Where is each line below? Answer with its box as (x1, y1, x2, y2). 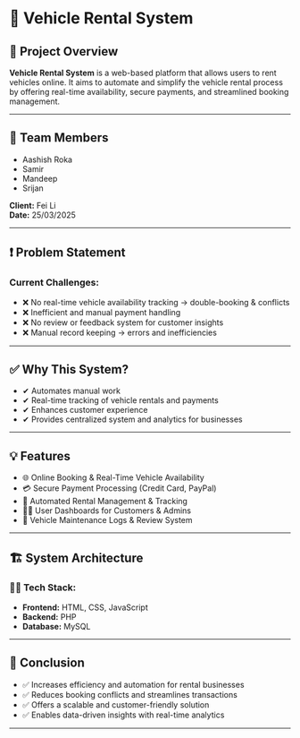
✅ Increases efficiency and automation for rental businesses (21, 679, 245, 690)
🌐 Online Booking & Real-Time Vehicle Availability (21, 472, 205, 483)
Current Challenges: (9, 277, 100, 289)
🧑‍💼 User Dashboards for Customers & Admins (21, 505, 192, 516)
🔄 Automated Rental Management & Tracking (21, 496, 187, 507)
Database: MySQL (21, 621, 91, 631)
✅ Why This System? (9, 362, 129, 377)
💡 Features (9, 448, 71, 464)
